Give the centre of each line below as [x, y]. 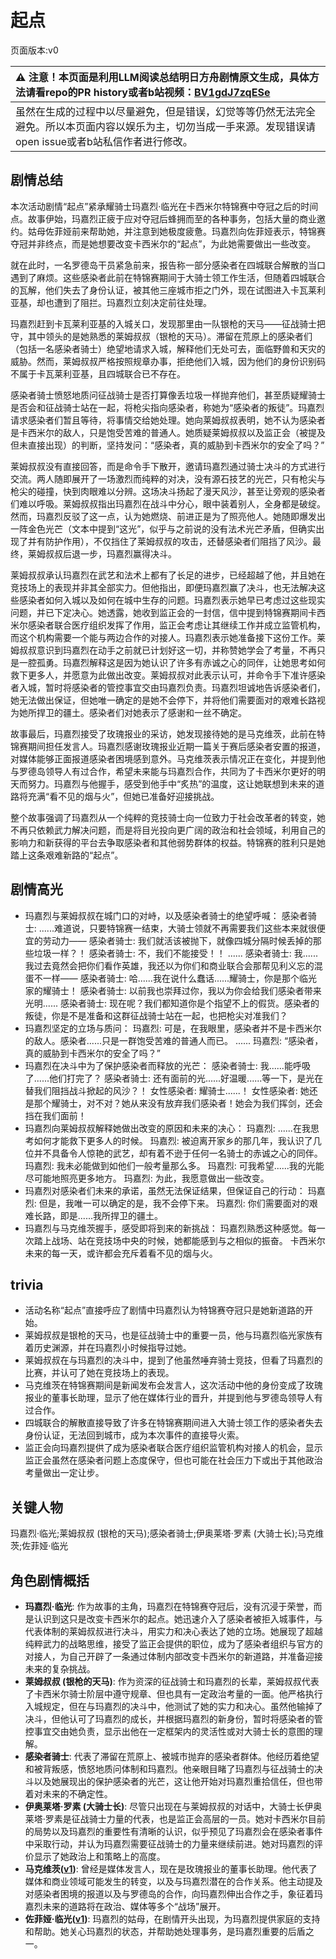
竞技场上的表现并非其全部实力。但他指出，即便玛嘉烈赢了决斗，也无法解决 [163, 587]
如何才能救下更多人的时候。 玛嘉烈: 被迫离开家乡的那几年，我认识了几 [177, 1140]
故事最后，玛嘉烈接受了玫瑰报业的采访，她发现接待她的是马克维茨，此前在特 [168, 733]
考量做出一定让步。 [64, 1473]
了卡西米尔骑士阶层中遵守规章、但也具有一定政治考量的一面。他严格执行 [173, 1694]
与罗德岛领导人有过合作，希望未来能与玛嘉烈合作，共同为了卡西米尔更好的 [163, 771]
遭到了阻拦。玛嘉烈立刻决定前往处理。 [132, 302]
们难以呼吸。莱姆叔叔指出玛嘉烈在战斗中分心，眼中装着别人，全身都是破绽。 [168, 503]
